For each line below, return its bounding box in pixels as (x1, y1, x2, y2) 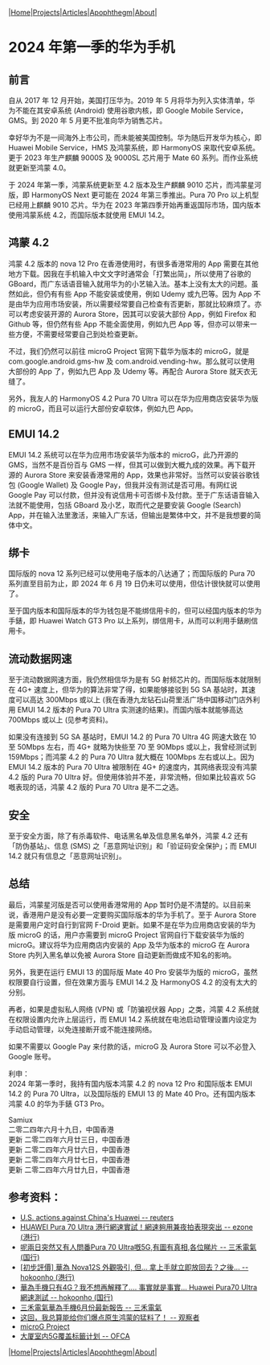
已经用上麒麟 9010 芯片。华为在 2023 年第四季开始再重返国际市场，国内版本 (8, 200, 261, 209)
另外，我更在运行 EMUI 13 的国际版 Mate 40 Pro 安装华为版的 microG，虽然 (8, 967, 258, 976)
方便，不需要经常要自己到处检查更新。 (14, 329, 142, 339)
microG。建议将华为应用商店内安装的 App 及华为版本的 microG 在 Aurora (8, 939, 251, 949)
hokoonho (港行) (19, 1272, 75, 1282)
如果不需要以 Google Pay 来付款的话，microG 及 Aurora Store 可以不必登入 (8, 1042, 256, 1051)
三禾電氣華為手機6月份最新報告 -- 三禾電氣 (19, 1302, 162, 1312)
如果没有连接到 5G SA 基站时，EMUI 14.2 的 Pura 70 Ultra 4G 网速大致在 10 (8, 732, 257, 742)
